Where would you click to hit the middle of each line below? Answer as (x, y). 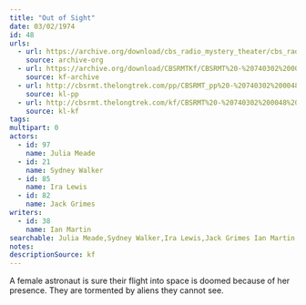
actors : (24, 137)
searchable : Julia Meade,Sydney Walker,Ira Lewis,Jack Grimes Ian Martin (153, 238)
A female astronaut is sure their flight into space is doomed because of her (150, 281)
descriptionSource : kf (52, 255)
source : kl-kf (52, 111)
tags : (20, 119)
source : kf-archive (63, 77)
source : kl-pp (52, 94)
